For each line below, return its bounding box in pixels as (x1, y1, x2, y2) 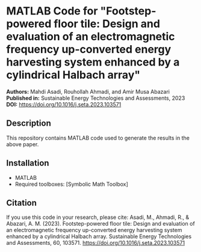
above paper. (6, 140, 39, 148)
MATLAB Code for (6, 4, 98, 18)
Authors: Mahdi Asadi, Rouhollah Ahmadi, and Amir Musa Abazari (6, 88, 170, 95)
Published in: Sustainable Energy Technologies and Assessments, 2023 (6, 94, 185, 102)
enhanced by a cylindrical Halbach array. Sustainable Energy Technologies (6, 233, 192, 240)
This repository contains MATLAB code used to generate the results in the (6, 134, 190, 141)
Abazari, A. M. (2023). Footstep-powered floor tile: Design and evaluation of (6, 220, 196, 227)
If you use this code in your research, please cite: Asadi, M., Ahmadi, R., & (6, 214, 190, 221)
